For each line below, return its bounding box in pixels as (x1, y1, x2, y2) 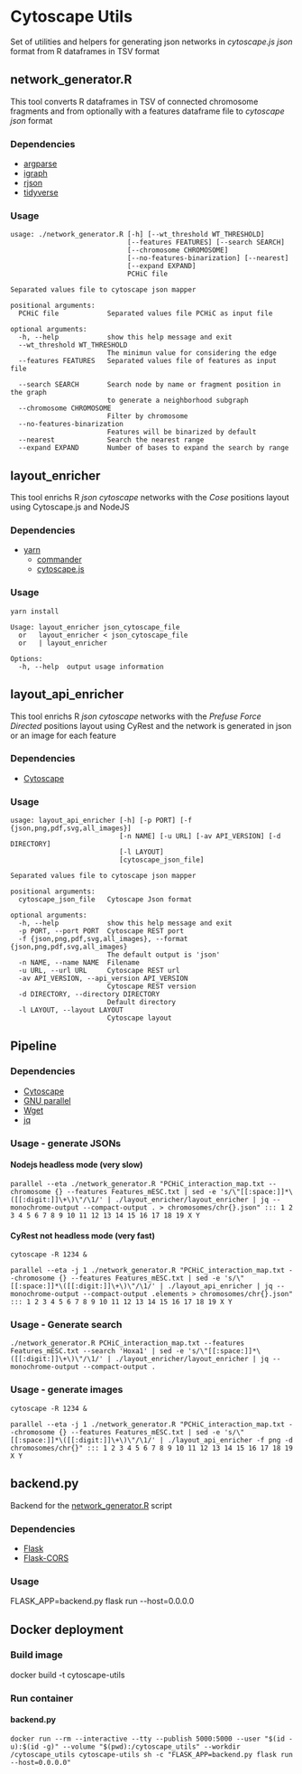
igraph (23, 168, 48, 179)
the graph (10, 388, 48, 397)
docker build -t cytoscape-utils (10, 1669, 125, 1680)
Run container (10, 1692, 74, 1704)
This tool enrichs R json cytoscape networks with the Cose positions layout (10, 492, 289, 503)
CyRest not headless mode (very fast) (10, 1230, 156, 1241)
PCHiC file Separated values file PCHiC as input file (18, 309, 273, 318)
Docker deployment (10, 1621, 124, 1637)
